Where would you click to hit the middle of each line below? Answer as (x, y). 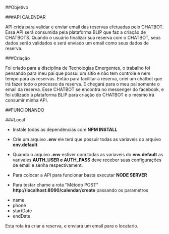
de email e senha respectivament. (48, 165)
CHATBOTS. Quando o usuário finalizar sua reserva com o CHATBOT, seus (83, 38)
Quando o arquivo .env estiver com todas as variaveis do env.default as (88, 154)
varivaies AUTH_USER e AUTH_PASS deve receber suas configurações (87, 160)
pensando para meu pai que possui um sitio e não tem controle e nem (78, 73)
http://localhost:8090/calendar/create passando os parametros (80, 190)
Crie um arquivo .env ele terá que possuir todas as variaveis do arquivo (87, 139)
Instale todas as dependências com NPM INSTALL (65, 129)
